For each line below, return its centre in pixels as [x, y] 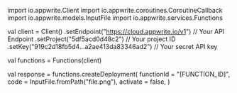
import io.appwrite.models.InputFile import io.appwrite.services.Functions [115, 18]
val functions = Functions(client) [55, 60]
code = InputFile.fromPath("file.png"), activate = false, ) [89, 82]
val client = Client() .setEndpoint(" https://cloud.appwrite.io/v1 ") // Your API [116, 32]
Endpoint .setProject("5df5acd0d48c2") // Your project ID [92, 39]
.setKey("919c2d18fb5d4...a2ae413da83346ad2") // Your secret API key [112, 46]
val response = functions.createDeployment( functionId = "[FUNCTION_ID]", [119, 74]
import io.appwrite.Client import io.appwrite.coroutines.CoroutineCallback [115, 10]
